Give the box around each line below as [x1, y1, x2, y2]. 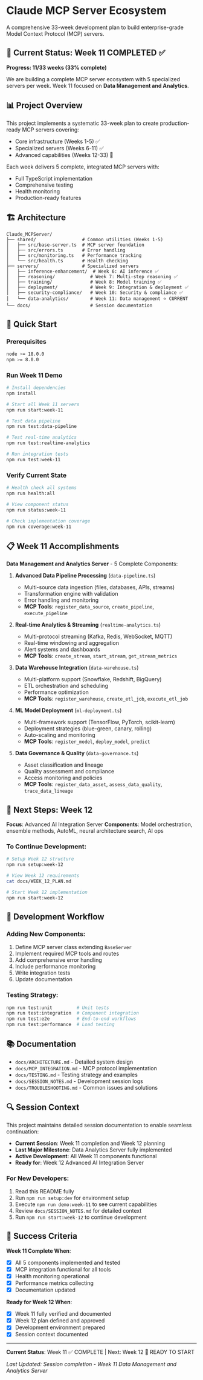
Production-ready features [14, 194, 82, 201]
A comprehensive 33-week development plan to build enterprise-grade [6, 24, 184, 31]
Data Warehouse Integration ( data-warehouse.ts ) [14, 664, 139, 672]
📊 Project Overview [6, 101, 83, 111]
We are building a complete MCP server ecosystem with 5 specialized [6, 75, 180, 82]
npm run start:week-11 [6, 407, 63, 413]
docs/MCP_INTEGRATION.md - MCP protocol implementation [14, 1064, 157, 1072]
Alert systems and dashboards [24, 646, 101, 653]
